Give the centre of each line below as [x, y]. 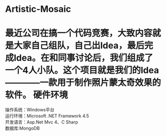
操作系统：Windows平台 [30, 110]
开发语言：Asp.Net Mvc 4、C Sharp [41, 122]
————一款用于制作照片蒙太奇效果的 [83, 83]
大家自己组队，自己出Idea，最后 [79, 46]
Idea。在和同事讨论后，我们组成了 [83, 58]
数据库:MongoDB [22, 128]
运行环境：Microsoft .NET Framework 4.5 [47, 116]
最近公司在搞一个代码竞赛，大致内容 [79, 33]
